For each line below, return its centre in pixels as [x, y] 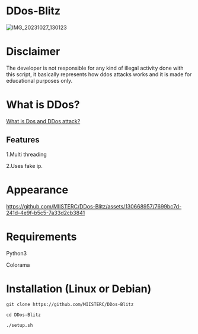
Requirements [41, 237]
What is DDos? [43, 105]
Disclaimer [33, 51]
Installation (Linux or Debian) [79, 288]
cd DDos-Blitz [24, 315]
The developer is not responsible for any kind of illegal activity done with [95, 68]
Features [23, 140]
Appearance [37, 190]
